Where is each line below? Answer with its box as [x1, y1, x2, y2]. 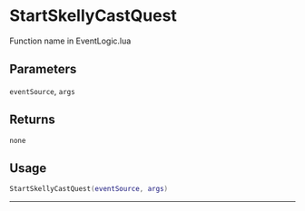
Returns [9, 112, 56, 128]
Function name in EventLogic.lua [9, 35, 132, 46]
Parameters [9, 62, 77, 77]
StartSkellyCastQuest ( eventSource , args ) [9, 185, 169, 194]
